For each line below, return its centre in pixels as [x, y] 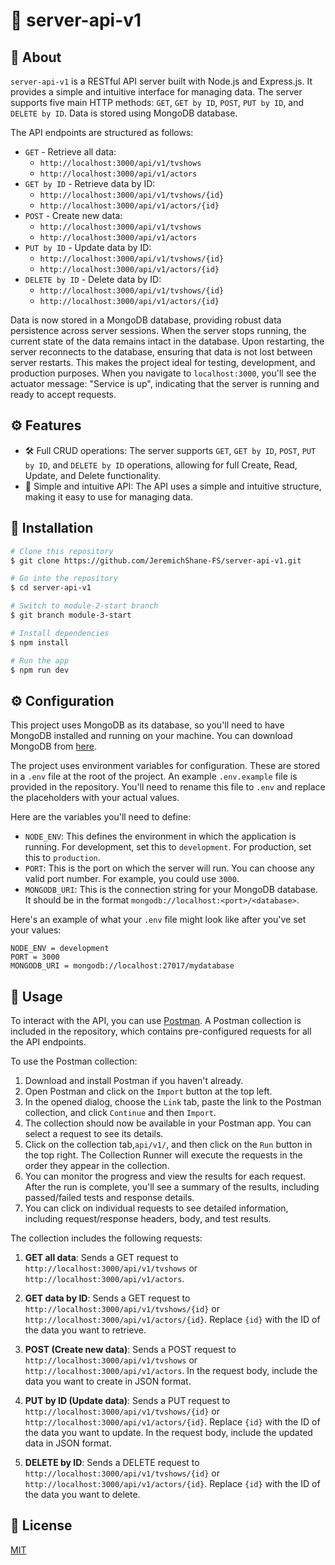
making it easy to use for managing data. [108, 496]
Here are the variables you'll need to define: [101, 817]
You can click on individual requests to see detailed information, [156, 1208]
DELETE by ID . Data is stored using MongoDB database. [124, 113]
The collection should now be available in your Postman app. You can [168, 1123]
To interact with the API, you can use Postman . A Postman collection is [156, 1020]
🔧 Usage [36, 996]
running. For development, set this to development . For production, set [168, 847]
